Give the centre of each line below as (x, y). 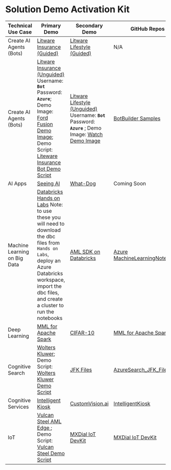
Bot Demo (49, 168)
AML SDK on (85, 252)
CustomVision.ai (89, 403)
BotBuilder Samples (137, 118)
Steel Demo (51, 453)
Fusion (45, 124)
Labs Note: (50, 204)
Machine (18, 245)
